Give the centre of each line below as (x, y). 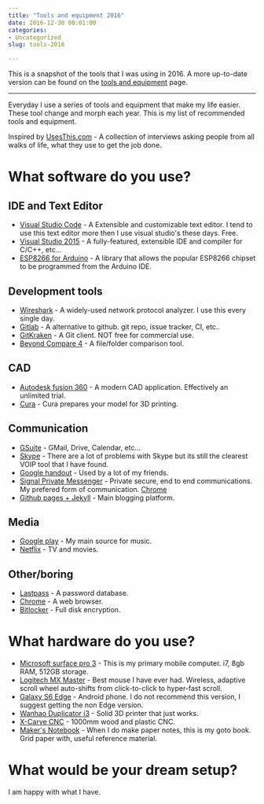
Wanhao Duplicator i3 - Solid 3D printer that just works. (109, 714)
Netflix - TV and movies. (59, 549)
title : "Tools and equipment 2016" (66, 15)
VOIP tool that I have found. (64, 464)
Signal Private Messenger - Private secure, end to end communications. (136, 481)
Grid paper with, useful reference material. (88, 739)
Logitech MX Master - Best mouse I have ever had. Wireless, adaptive (132, 680)
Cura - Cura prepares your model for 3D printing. (99, 404)
